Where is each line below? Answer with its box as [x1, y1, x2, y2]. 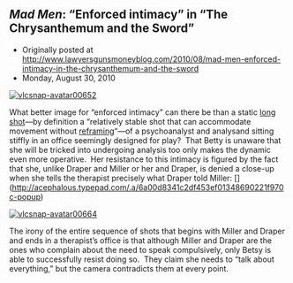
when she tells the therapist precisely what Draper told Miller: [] [9, 172, 241, 183]
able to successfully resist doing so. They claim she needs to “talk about [9, 254, 275, 264]
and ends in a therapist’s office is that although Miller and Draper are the [9, 234, 272, 246]
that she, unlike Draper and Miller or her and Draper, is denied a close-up [9, 163, 275, 173]
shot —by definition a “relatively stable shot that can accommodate [9, 116, 252, 126]
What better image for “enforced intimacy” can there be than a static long [9, 106, 276, 118]
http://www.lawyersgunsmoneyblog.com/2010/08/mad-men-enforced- [21, 53, 281, 65]
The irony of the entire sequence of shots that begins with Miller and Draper [9, 226, 285, 236]
